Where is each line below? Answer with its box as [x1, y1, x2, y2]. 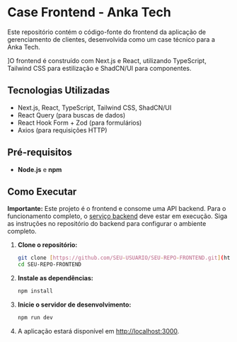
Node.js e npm [17, 165, 62, 173]
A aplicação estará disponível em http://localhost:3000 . [17, 326, 180, 335]
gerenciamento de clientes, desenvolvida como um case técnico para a [7, 35, 216, 43]
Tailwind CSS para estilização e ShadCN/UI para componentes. [7, 64, 192, 72]
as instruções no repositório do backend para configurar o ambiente [7, 220, 207, 228]
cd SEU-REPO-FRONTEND [17, 261, 81, 268]
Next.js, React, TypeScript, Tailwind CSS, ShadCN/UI [17, 103, 172, 112]
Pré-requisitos [7, 147, 73, 159]
